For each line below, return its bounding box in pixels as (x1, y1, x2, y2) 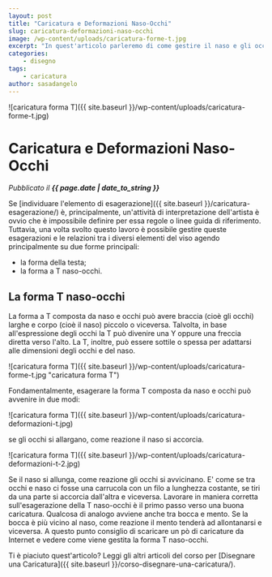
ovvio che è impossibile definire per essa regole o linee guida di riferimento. (8, 216, 261, 226)
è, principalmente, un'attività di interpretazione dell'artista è (60, 208, 260, 217)
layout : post (8, 11, 53, 20)
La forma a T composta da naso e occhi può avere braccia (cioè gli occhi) (8, 312, 254, 321)
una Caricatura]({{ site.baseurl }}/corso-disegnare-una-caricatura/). (8, 559, 236, 569)
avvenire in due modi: (8, 394, 81, 404)
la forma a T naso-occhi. (19, 266, 103, 276)
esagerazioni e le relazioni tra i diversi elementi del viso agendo (8, 233, 220, 243)
